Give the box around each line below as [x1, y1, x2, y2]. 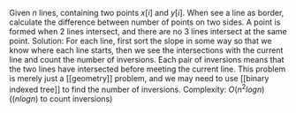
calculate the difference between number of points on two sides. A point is [9, 17, 281, 27]
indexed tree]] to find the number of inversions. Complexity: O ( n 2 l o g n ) [9, 83, 265, 94]
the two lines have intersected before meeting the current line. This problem [9, 64, 286, 74]
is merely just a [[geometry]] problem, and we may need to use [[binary [9, 73, 269, 83]
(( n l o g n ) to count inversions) [9, 93, 113, 104]
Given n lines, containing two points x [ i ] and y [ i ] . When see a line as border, [9, 8, 285, 18]
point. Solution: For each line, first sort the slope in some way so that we [9, 35, 272, 46]
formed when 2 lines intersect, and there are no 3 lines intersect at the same [9, 26, 287, 36]
